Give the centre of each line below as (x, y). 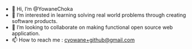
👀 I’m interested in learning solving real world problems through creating (99, 15)
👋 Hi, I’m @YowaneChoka (42, 9)
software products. (35, 21)
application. (26, 33)
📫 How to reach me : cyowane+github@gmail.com (73, 40)
